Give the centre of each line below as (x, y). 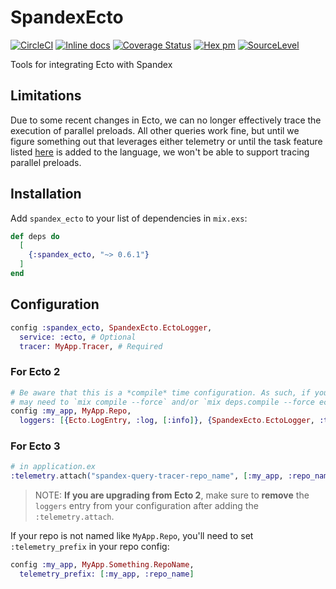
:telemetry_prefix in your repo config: (90, 547)
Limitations (46, 96)
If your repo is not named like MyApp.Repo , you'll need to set (132, 536)
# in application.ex (53, 467)
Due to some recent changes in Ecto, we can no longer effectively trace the (166, 120)
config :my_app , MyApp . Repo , (71, 411)
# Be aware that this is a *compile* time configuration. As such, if (160, 392)
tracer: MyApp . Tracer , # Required (91, 346)
